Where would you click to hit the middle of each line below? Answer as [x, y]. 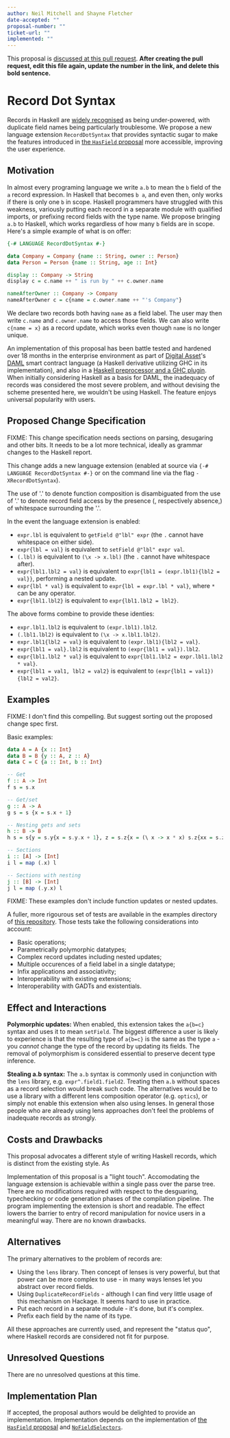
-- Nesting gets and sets [44, 825]
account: [20, 929]
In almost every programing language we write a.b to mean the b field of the [114, 187]
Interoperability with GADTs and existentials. [79, 986]
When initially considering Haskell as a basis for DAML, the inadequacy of [111, 378]
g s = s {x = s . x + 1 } [39, 812]
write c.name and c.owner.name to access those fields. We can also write [108, 321]
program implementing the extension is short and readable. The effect [106, 1206]
